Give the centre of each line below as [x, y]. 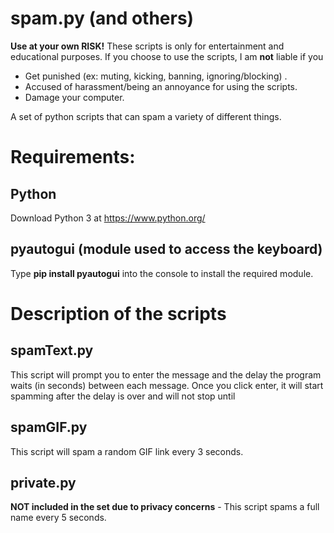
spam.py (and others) [102, 18]
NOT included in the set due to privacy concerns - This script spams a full [165, 507]
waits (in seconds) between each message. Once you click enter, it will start [167, 385]
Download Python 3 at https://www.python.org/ [108, 218]
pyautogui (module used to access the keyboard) [166, 249]
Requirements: [73, 157]
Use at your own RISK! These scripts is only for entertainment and [147, 46]
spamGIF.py [49, 427]
